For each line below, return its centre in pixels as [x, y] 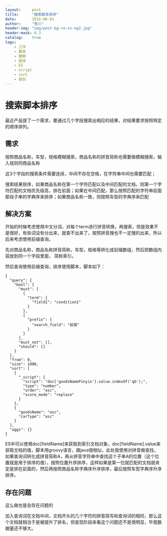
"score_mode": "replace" [49, 395]
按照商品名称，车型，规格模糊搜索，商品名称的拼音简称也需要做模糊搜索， [81, 157]
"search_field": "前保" [55, 325]
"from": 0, [21, 360]
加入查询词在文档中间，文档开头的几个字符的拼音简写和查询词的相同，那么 [81, 516]
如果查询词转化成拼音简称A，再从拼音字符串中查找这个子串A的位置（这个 [80, 456]
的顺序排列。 [18, 126]
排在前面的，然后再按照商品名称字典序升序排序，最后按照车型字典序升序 [88, 469]
